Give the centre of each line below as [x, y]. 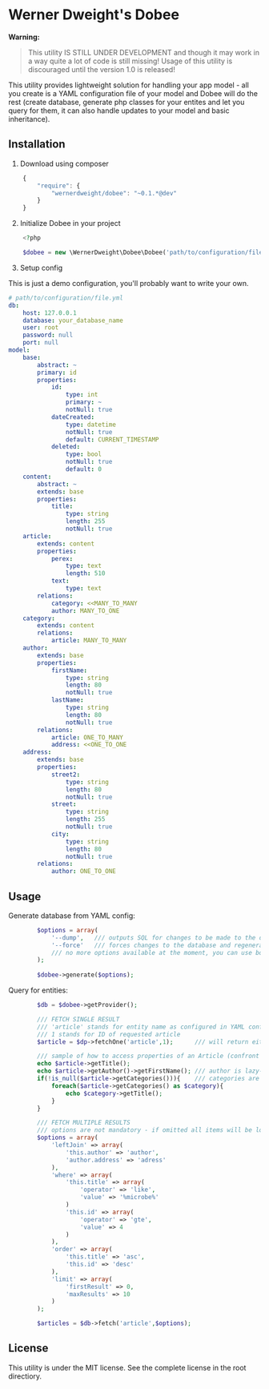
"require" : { [59, 186]
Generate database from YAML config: [72, 916]
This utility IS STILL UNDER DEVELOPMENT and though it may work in [144, 52]
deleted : [66, 447]
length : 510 [85, 574]
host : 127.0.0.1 [50, 313]
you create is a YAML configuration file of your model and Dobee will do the [133, 93]
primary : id [57, 372]
